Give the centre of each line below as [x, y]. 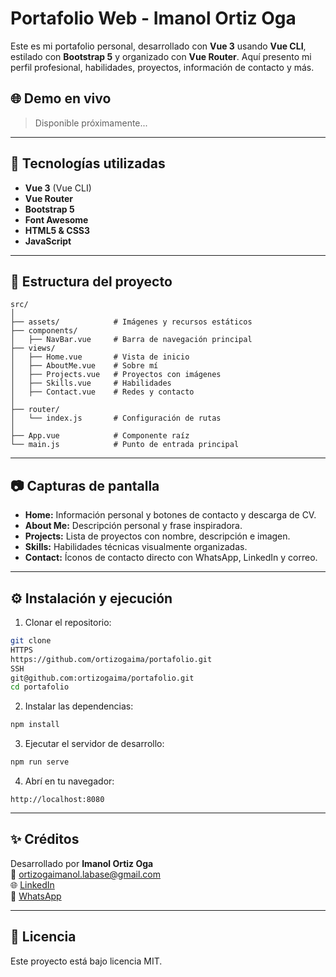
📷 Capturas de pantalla [85, 485]
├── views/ [33, 348]
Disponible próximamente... [91, 123]
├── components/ [44, 331]
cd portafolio [40, 687]
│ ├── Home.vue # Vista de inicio [100, 357]
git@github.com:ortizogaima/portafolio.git [102, 678]
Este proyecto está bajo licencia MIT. [86, 961]
